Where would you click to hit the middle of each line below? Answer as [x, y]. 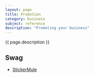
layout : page [19, 10]
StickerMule [24, 69]
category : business [25, 19]
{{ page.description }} [27, 42]
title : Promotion [23, 14]
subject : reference [25, 23]
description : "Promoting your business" [47, 28]
